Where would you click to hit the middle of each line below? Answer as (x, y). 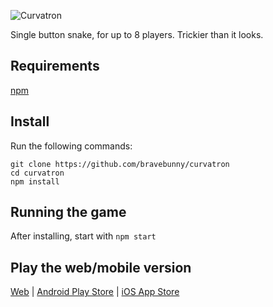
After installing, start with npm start (83, 236)
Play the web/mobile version (101, 267)
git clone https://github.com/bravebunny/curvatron (120, 164)
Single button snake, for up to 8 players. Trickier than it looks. (137, 34)
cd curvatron (37, 173)
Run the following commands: (71, 146)
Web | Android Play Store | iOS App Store (95, 292)
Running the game (68, 212)
